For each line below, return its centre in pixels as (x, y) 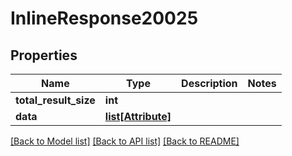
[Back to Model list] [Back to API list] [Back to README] (125, 141)
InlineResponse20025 (104, 18)
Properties (44, 55)
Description (209, 83)
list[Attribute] (138, 116)
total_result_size (55, 100)
